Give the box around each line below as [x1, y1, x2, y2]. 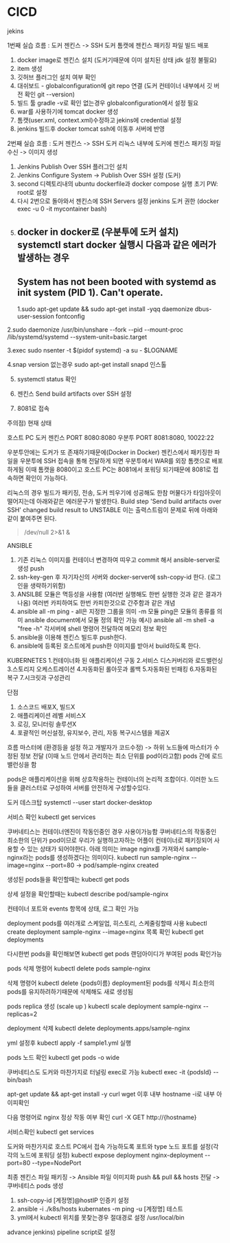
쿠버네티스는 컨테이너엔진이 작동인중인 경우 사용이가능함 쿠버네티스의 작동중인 [7, 827, 217, 836]
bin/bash [7, 1076, 32, 1084]
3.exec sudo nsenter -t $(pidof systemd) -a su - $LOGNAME [7, 346, 179, 354]
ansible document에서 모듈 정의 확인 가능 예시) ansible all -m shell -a [24, 616, 215, 624]
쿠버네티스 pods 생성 [7, 1182, 64, 1190]
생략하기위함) [30, 582, 66, 590]
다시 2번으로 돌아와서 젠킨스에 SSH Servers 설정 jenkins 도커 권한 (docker [16, 197, 220, 205]
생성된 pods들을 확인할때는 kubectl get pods [7, 875, 130, 884]
